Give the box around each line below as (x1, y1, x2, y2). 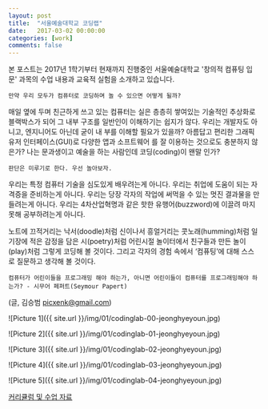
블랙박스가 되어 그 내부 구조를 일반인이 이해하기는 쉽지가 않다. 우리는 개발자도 (8, 117, 250, 126)
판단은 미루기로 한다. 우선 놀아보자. (8, 165, 113, 173)
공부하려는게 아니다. (22, 210, 86, 219)
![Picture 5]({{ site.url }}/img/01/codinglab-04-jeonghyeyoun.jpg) (8, 375, 222, 385)
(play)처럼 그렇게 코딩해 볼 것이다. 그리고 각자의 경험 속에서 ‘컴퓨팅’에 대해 (8, 247, 240, 256)
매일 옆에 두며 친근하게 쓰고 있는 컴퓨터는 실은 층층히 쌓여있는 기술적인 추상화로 (8, 107, 256, 117)
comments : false (8, 42, 62, 50)
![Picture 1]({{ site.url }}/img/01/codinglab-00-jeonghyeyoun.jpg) (8, 314, 221, 323)
